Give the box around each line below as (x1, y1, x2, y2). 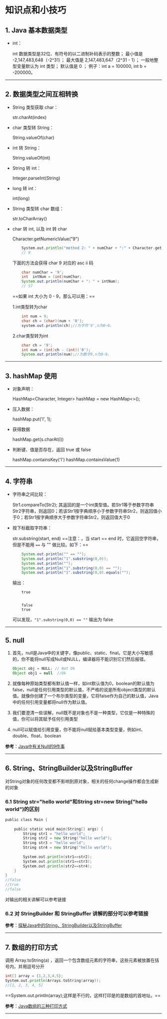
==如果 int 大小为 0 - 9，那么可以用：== (12, 293, 95, 299)
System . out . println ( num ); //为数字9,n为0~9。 (21, 352, 112, 357)
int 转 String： (12, 145, 41, 151)
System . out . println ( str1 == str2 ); (23, 854, 92, 859)
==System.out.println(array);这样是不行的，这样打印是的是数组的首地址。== (5, 992, 161, 998)
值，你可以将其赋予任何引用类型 (12, 716, 78, 722)
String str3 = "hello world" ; (23, 840, 85, 845)
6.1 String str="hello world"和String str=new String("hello (5, 798, 148, 805)
